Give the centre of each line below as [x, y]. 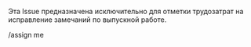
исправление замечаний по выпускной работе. [87, 20]
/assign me [26, 35]
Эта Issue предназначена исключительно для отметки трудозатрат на [126, 11]
